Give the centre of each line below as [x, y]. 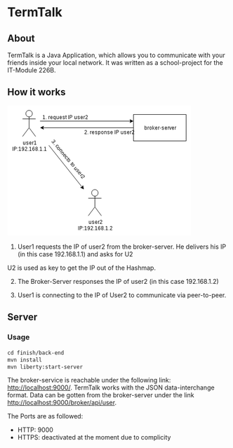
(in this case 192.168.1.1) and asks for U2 [75, 254]
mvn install [25, 360]
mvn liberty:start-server [45, 367]
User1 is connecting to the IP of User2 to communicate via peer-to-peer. [122, 295]
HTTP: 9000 [35, 430]
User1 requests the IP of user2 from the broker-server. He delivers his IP [122, 247]
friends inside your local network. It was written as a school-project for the [115, 63]
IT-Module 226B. [32, 70]
